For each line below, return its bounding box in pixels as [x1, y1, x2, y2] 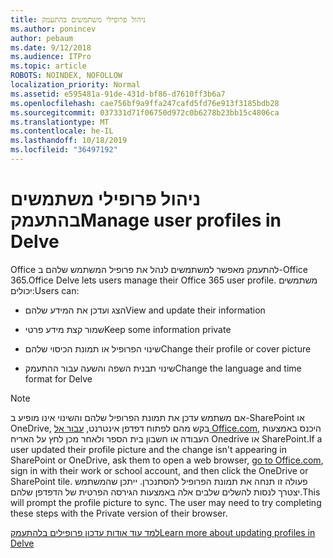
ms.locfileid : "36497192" [10, 145, 118, 155]
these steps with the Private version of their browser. [10, 507, 228, 519]
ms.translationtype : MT [10, 117, 110, 127]
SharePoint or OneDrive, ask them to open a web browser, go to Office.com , [10, 454, 324, 466]
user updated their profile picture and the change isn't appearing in [10, 443, 287, 455]
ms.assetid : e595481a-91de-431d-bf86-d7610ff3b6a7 [10, 89, 226, 99]
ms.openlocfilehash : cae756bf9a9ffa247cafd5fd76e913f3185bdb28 [10, 98, 280, 108]
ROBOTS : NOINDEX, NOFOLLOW [10, 71, 123, 81]
